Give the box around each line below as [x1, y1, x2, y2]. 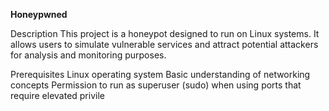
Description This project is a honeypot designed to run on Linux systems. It [10, 28, 320, 39]
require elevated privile [10, 90, 105, 101]
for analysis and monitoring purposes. [10, 49, 167, 61]
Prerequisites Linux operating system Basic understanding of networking [10, 69, 311, 80]
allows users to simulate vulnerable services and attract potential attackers [10, 39, 319, 50]
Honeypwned [10, 9, 68, 20]
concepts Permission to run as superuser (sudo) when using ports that [10, 79, 302, 91]
